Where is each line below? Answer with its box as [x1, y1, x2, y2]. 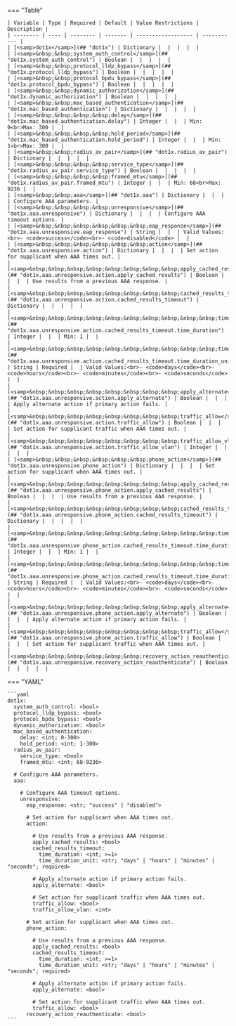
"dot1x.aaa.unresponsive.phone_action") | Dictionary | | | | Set [7, 462, 216, 469]
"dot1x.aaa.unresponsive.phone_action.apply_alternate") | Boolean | [20, 610, 228, 617]
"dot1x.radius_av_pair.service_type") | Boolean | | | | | [7, 167, 197, 174]
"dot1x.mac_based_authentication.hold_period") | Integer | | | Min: [7, 136, 221, 143]
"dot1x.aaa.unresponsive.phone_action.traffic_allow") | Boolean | [20, 635, 221, 642]
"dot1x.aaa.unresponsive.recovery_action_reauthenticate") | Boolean [20, 659, 228, 666]
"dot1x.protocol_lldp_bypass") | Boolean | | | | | [7, 69, 174, 76]
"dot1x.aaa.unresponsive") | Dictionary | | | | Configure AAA [7, 210, 206, 217]
